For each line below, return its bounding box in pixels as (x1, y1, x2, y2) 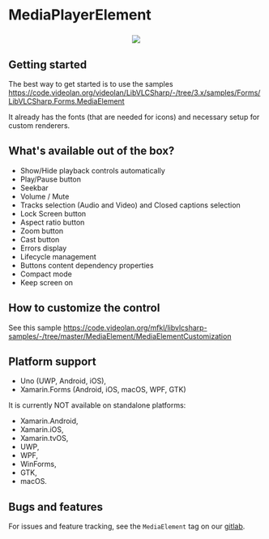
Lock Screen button (19, 208, 87, 218)
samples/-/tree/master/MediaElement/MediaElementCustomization (8, 331, 232, 341)
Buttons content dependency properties (19, 260, 154, 270)
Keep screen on (19, 277, 74, 287)
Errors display (19, 243, 67, 253)
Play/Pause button (19, 174, 82, 184)
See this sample (8, 323, 62, 332)
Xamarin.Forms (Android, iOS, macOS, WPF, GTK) (19, 385, 186, 395)
